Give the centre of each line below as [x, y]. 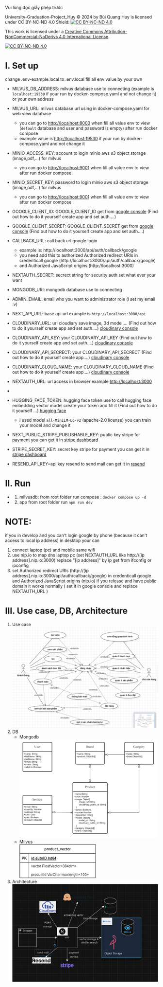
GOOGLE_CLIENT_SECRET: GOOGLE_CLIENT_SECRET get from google [83, 226]
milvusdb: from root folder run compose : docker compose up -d [83, 497]
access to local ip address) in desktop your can [52, 540]
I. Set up [22, 66]
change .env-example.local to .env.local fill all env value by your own [74, 79]
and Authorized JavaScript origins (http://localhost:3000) [77, 266]
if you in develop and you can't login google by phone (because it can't [76, 535]
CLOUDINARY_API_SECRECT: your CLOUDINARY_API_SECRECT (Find [82, 352]
